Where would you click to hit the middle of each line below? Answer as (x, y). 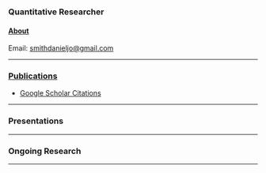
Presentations (36, 121)
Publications (33, 76)
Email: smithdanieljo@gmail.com (61, 48)
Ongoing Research (45, 151)
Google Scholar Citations (60, 93)
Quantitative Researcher (56, 12)
